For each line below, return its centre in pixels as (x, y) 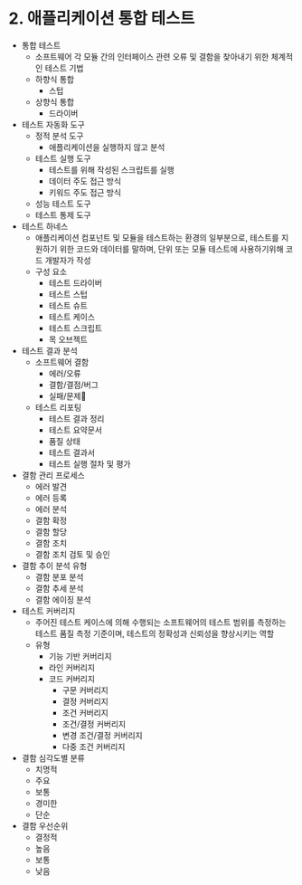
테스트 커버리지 (48, 611)
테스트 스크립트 (75, 328)
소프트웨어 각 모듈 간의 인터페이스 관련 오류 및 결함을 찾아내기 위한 (152, 56)
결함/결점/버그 (73, 385)
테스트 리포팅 (58, 407)
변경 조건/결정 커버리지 (102, 735)
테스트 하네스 (45, 226)
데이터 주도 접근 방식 (85, 181)
